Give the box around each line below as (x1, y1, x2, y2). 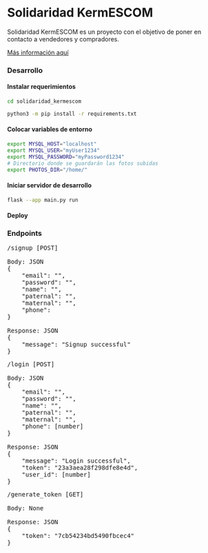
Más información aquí (7, 48, 69, 57)
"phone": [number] (21, 423, 84, 430)
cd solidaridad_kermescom (7, 98, 81, 105)
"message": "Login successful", (21, 457, 131, 465)
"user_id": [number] (21, 471, 91, 479)
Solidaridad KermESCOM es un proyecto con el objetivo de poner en (7, 28, 202, 36)
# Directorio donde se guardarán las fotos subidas (7, 160, 158, 167)
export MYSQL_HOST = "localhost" (7, 141, 97, 148)
